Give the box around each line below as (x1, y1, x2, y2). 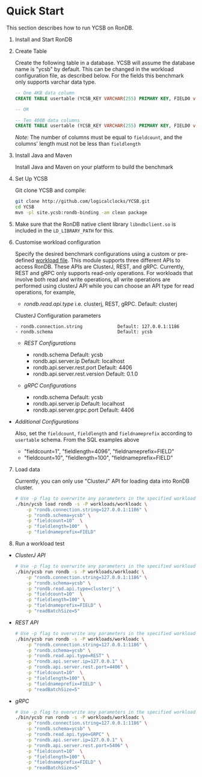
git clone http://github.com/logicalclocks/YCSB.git (14, 199, 150, 205)
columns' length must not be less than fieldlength (14, 140, 141, 147)
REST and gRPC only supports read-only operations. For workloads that (14, 269, 194, 276)
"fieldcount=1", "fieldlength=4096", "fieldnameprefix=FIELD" (23, 447, 174, 455)
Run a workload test (14, 540, 65, 547)
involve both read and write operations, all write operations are (14, 276, 171, 283)
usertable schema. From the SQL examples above (14, 436, 139, 443)
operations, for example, (14, 288, 76, 296)
